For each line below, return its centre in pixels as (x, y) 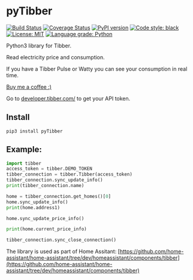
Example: (24, 150)
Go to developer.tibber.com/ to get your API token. (68, 98)
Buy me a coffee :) (29, 87)
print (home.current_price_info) (46, 229)
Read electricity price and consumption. (55, 57)
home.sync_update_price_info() (45, 218)
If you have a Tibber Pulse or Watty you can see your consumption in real (97, 69)
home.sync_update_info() (37, 202)
